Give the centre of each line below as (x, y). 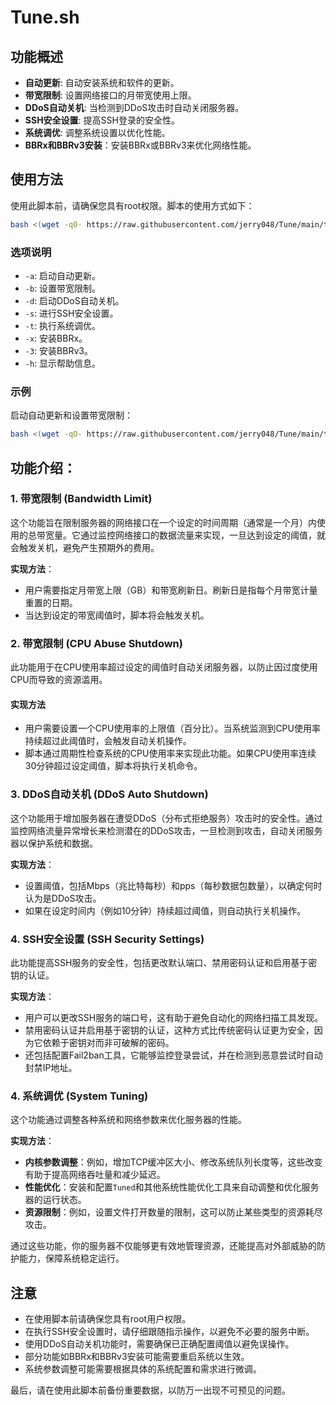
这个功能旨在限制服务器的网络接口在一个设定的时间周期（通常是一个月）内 (163, 522)
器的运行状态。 (55, 1200)
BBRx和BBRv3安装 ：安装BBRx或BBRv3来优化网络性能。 (140, 145)
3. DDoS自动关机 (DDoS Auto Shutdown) (109, 794)
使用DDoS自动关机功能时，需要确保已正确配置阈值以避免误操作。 (159, 1344)
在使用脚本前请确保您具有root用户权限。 (108, 1319)
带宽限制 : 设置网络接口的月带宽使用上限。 (110, 95)
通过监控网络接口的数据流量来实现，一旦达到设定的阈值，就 (202, 535)
